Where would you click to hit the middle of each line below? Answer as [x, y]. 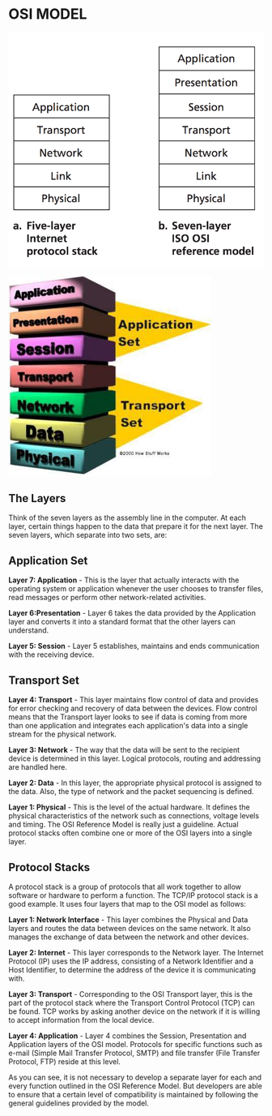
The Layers [37, 498]
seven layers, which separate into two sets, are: [88, 535]
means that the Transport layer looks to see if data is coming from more [128, 717]
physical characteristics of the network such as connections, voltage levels [134, 816]
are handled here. [38, 767]
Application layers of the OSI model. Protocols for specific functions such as [136, 1044]
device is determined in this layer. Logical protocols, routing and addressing [135, 758]
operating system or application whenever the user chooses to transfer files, [136, 589]
